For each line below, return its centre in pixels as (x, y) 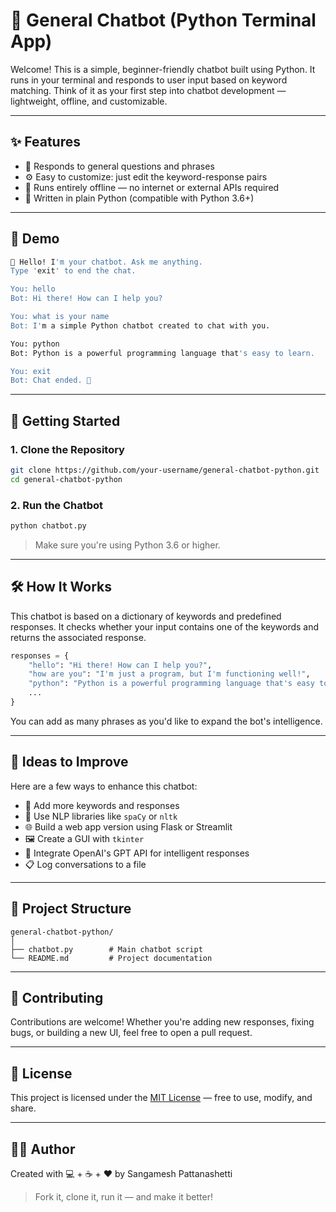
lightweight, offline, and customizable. (89, 101)
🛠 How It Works (61, 587)
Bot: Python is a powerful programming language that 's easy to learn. (162, 353)
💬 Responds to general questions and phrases (119, 166)
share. (23, 1108)
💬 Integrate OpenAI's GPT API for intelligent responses (137, 853)
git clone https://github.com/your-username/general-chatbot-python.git (165, 470)
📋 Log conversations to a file (85, 864)
